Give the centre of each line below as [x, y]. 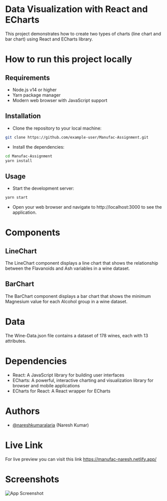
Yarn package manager [36, 95]
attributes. [16, 341]
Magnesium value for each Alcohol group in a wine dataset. [66, 301]
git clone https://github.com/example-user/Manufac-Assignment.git [77, 137]
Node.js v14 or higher [34, 90]
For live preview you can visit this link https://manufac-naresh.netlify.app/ [81, 459]
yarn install [19, 161]
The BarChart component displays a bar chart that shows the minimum [78, 296]
